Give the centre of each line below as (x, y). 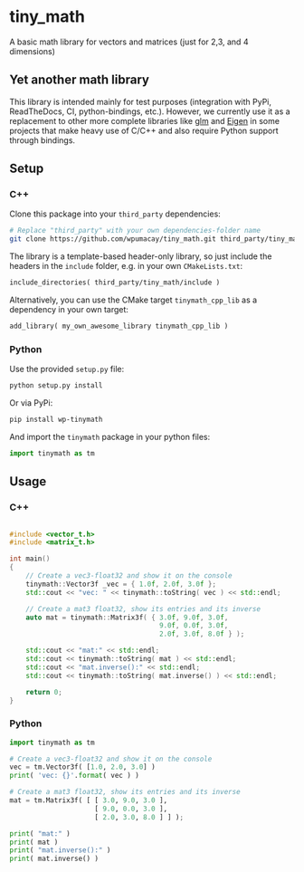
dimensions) (33, 51)
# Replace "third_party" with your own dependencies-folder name (135, 231)
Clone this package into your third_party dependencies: (115, 214)
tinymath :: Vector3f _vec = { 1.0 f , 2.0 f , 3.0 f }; (121, 584)
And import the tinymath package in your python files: (110, 436)
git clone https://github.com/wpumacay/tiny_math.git (113, 239)
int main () (30, 559)
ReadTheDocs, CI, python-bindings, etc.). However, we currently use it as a (150, 111)
